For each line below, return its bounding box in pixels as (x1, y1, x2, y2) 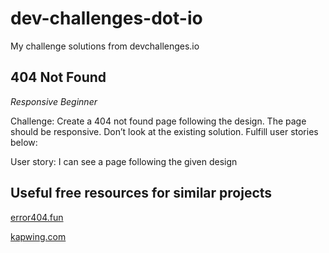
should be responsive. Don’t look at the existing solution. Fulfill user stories (10, 125, 319, 137)
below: (10, 136, 38, 148)
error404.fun (10, 211, 64, 223)
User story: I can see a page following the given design (10, 155, 238, 167)
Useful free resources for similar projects (10, 185, 273, 202)
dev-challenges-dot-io (10, 7, 203, 30)
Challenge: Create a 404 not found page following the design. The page (10, 115, 307, 127)
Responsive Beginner (10, 95, 98, 107)
